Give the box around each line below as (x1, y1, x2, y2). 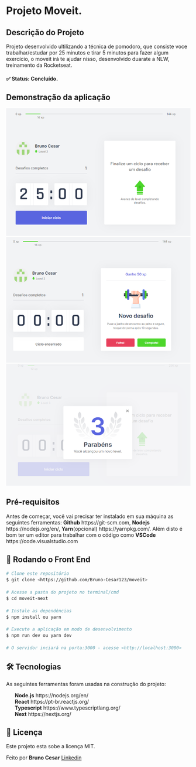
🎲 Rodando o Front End (6, 555, 91, 565)
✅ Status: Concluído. (6, 75, 59, 82)
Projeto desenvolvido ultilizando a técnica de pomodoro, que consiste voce (6, 43, 188, 50)
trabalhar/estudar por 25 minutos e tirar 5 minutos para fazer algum (6, 49, 169, 56)
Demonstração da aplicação (6, 92, 111, 102)
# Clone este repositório (6, 571, 69, 577)
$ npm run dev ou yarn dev (6, 633, 72, 639)
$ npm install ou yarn (6, 614, 61, 620)
